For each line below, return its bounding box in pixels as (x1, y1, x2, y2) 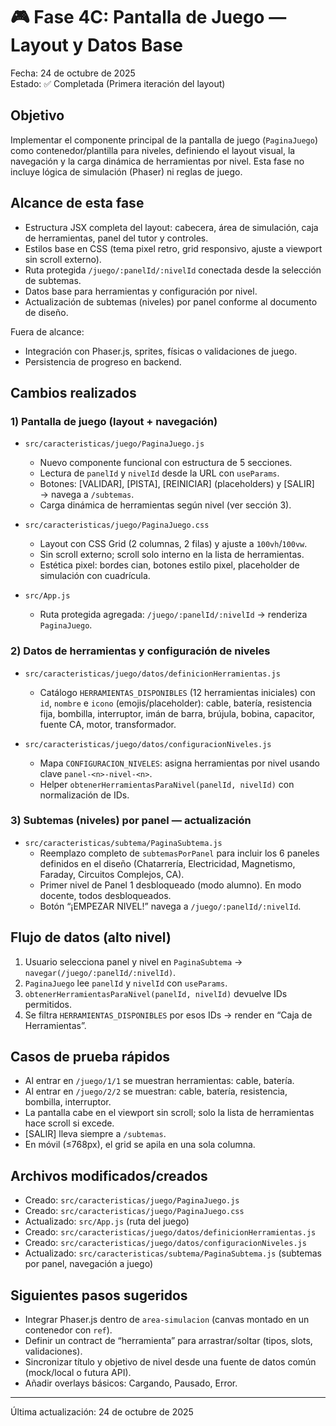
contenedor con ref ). (24, 1324, 113, 1336)
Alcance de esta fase (10, 195, 145, 212)
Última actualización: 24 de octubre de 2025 (10, 1406, 194, 1418)
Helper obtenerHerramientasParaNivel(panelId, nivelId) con (39, 778, 295, 790)
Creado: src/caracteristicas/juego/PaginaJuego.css (24, 1205, 245, 1217)
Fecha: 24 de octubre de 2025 (10, 67, 136, 79)
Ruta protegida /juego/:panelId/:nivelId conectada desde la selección (24, 264, 322, 276)
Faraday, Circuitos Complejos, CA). (39, 868, 185, 880)
